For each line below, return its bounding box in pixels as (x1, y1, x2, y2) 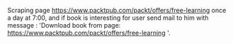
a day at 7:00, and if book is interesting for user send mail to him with (7, 13, 209, 22)
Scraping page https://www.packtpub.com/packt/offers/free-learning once (7, 6, 227, 14)
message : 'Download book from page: (7, 21, 121, 29)
